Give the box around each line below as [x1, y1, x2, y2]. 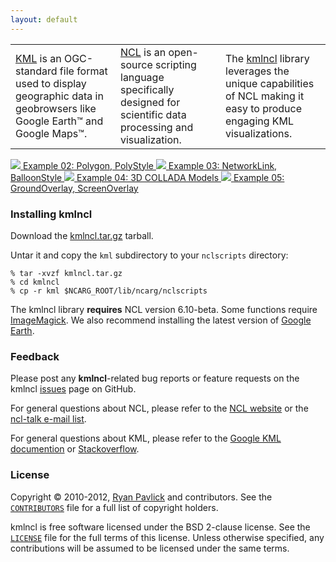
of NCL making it [225, 89, 305, 103]
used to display [15, 76, 87, 90]
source [120, 57, 153, 71]
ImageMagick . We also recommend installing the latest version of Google [10, 314, 312, 326]
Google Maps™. [15, 126, 88, 140]
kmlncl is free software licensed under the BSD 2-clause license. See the [10, 521, 311, 533]
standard [15, 64, 58, 78]
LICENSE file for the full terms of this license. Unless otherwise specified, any [10, 531, 325, 543]
